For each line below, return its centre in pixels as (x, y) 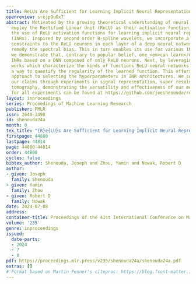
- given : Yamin (24, 185)
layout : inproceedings (34, 98)
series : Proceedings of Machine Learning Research (69, 104)
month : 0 (17, 125)
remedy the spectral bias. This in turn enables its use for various (97, 50)
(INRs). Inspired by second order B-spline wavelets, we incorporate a (100, 38)
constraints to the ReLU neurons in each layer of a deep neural (92, 44)
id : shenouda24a (26, 120)
